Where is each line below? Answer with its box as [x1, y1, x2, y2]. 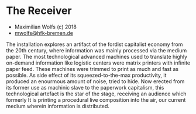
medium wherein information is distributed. [6, 102, 110, 109]
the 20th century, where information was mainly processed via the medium [6, 47, 187, 54]
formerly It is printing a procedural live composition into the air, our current [6, 96, 186, 103]
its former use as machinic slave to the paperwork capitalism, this [6, 84, 164, 91]
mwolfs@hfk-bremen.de [14, 29, 74, 36]
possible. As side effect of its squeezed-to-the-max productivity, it [6, 72, 167, 79]
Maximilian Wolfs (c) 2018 [14, 23, 77, 30]
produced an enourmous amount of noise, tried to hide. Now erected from [6, 77, 185, 85]
